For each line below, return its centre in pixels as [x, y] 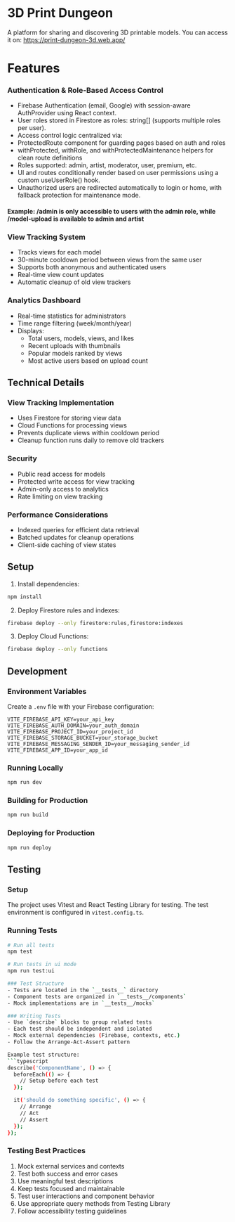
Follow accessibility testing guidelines [72, 1211]
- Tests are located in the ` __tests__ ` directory [83, 990]
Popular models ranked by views [75, 353]
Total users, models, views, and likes [81, 338]
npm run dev [25, 783]
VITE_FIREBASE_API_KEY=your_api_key [61, 720]
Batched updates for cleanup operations [76, 537]
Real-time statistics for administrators [72, 316]
